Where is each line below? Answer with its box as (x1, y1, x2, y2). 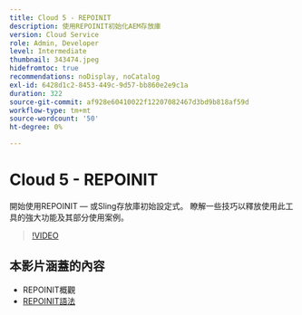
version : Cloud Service (9, 30, 100, 39)
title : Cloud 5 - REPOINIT (9, 13, 112, 23)
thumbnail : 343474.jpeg (9, 55, 100, 64)
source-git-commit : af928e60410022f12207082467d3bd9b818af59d (9, 97, 249, 107)
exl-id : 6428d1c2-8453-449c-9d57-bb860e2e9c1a (9, 81, 189, 90)
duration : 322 (9, 89, 63, 98)
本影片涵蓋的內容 (9, 259, 105, 274)
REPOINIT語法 (22, 295, 75, 306)
